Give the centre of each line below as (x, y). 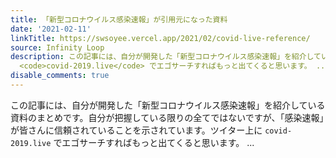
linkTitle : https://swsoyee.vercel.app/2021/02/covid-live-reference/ (160, 38)
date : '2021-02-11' (51, 29)
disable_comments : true (60, 76)
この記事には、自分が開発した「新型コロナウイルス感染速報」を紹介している (168, 105)
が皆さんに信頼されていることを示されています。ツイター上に (136, 130)
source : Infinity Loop (57, 47)
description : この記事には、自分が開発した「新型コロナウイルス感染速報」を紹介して (166, 57)
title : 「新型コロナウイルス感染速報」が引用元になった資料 (119, 19)
